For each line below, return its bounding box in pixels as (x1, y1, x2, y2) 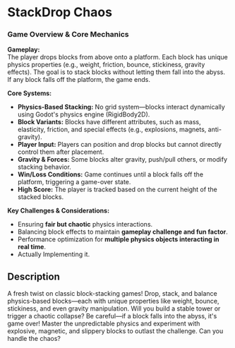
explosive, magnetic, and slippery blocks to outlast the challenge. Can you (7, 327, 224, 335)
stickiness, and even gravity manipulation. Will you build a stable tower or (7, 304, 221, 313)
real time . (17, 243, 46, 251)
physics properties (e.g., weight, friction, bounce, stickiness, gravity (7, 61, 205, 69)
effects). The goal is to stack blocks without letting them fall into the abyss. (7, 68, 226, 76)
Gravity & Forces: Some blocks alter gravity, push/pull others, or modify (17, 155, 228, 164)
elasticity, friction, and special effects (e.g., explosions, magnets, (17, 125, 207, 134)
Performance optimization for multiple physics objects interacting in (17, 235, 220, 244)
